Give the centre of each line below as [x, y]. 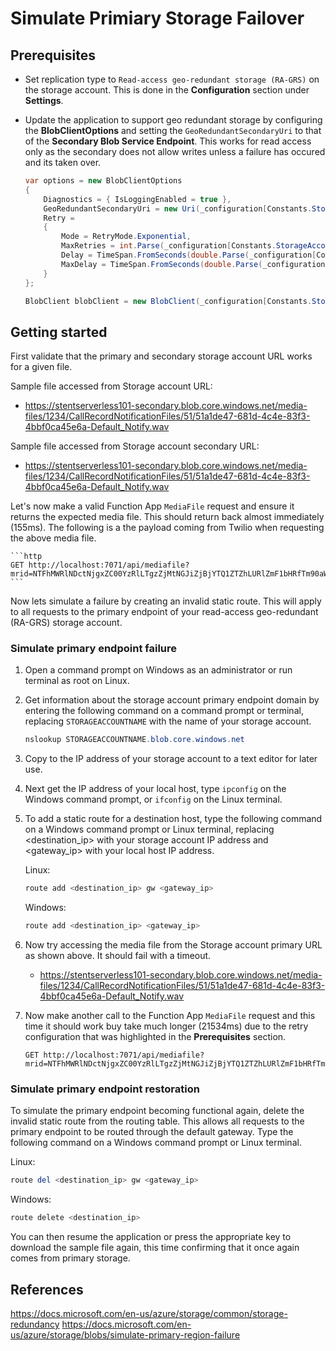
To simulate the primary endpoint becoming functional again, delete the [157, 1111]
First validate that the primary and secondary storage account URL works [161, 356]
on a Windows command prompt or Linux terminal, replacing [149, 829]
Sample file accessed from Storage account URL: [111, 386]
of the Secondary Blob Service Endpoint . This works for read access [168, 141]
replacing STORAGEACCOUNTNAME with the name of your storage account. [168, 721]
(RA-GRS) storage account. [66, 623]
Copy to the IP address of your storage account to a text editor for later [171, 759]
